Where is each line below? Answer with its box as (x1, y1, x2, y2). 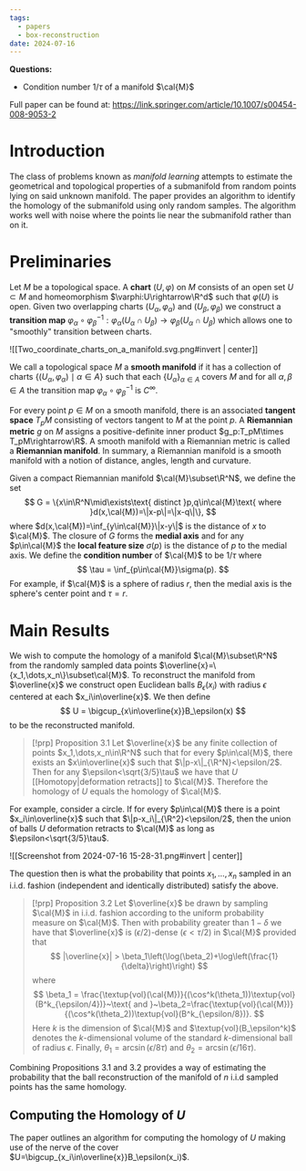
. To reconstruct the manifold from (127, 670, 256, 681)
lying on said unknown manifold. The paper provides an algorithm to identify (9, 191, 296, 202)
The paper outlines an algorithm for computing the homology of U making (9, 1132, 286, 1143)
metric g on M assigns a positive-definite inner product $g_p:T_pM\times (9, 426, 284, 437)
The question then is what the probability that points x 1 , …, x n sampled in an (9, 868, 291, 881)
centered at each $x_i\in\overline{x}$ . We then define (9, 691, 211, 703)
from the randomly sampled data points (9, 660, 158, 671)
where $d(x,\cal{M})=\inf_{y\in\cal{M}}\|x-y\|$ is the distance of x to (9, 521, 267, 532)
